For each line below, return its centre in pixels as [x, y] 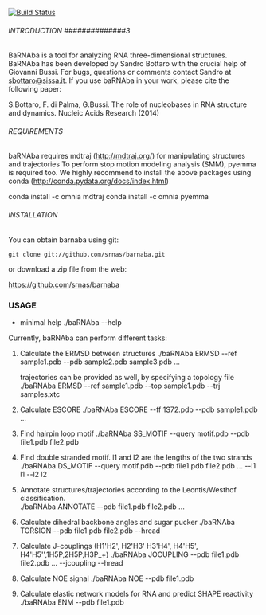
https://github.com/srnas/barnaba [64, 284]
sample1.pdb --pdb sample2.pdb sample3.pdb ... [100, 362]
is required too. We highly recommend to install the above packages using [130, 173]
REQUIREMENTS [36, 131]
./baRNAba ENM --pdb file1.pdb [72, 602]
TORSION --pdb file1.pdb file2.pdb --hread [90, 531]
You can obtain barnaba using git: [64, 240]
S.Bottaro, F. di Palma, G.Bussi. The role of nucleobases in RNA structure [128, 104]
